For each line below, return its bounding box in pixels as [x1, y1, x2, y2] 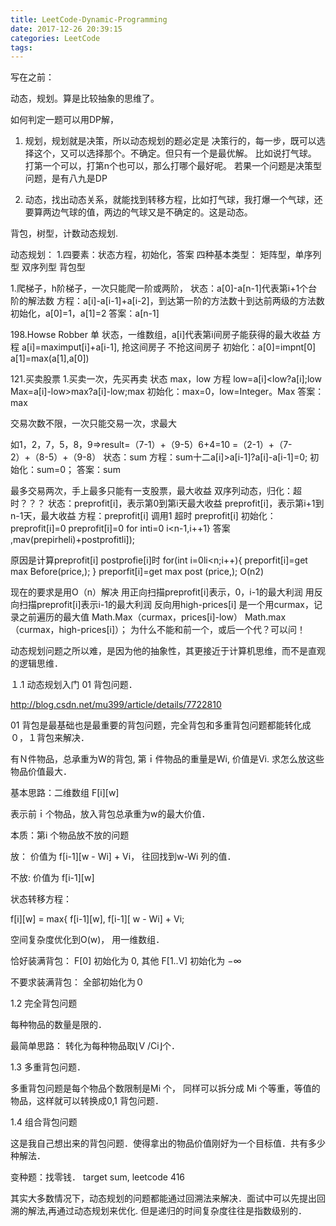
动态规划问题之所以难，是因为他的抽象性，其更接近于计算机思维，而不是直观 [10, 645, 326, 657]
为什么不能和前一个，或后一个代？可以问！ [129, 624, 306, 636]
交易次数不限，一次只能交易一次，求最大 [10, 417, 177, 430]
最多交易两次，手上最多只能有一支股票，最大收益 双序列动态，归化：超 [10, 485, 302, 497]
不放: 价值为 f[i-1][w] [10, 872, 95, 884]
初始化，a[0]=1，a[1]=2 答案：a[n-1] [10, 307, 160, 320]
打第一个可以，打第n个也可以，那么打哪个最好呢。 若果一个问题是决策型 [24, 160, 323, 172]
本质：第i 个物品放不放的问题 [10, 829, 130, 841]
